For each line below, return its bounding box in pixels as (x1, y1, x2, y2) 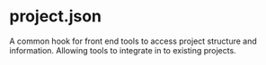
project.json (9, 6, 102, 27)
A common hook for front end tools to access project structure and (9, 36, 258, 46)
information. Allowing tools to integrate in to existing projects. (9, 45, 236, 55)
